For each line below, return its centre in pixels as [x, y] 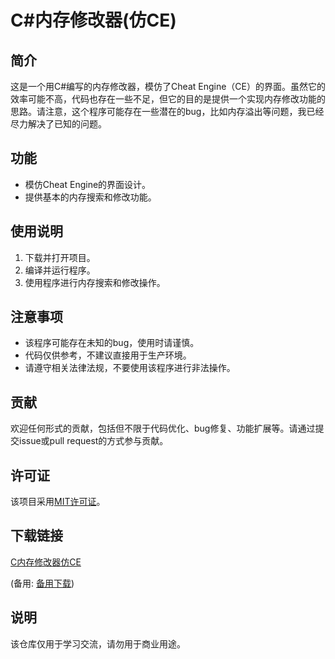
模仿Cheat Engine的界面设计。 [88, 184]
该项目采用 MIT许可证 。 [58, 502]
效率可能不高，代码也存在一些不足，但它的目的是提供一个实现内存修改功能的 [168, 99]
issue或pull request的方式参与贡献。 [93, 441]
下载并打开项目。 [60, 257]
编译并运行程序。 [60, 270]
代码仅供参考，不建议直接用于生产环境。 [108, 355]
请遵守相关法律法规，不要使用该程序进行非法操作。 [130, 368]
